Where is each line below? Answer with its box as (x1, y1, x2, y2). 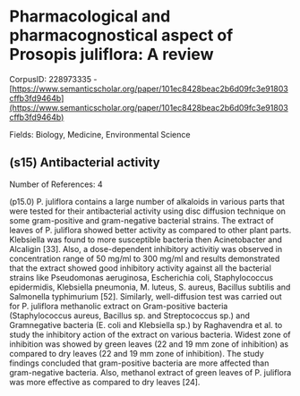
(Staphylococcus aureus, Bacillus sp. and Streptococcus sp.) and (9, 310, 251, 321)
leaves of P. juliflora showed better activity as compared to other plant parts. (9, 224, 292, 235)
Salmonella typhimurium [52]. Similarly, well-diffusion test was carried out (9, 291, 282, 301)
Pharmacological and (9, 6, 171, 27)
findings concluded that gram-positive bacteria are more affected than (9, 358, 270, 368)
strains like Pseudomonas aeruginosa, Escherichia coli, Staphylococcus (9, 272, 274, 282)
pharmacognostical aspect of (9, 25, 234, 46)
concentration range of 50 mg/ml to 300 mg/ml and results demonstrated (9, 253, 280, 264)
